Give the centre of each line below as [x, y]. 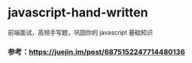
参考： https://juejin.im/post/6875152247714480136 [97, 51]
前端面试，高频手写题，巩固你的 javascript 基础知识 [80, 32]
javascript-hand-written [78, 13]
